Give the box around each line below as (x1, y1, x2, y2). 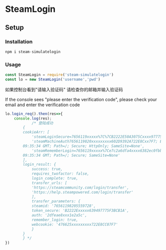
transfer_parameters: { (31, 199, 81, 204)
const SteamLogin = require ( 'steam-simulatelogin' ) (5, 72, 114, 77)
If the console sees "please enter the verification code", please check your (5, 96, 157, 102)
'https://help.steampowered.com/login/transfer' (31, 189, 134, 194)
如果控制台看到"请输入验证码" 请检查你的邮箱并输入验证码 (5, 86, 123, 92)
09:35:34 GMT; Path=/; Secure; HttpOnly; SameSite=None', (23, 143, 145, 148)
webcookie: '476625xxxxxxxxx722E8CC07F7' (31, 222, 119, 227)
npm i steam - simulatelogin (5, 49, 61, 54)
